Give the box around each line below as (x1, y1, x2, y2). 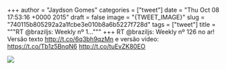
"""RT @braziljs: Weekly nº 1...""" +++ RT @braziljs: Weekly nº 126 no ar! (7, 27, 215, 36)
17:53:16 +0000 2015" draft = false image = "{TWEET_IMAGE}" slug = (7, 13, 205, 21)
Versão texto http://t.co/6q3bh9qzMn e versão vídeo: (7, 35, 159, 43)
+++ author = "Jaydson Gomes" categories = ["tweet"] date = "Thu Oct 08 (7, 6, 220, 14)
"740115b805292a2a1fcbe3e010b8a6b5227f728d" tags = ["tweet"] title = (7, 21, 216, 28)
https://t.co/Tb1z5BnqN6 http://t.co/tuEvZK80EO (7, 43, 146, 50)
